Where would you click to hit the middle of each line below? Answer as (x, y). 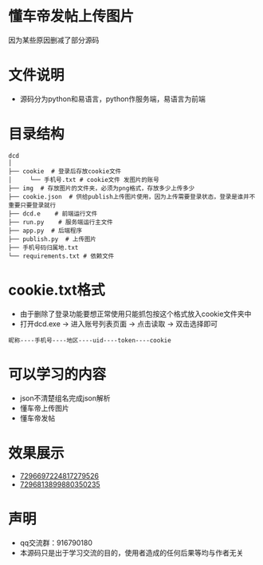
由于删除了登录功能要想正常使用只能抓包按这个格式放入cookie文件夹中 (135, 314)
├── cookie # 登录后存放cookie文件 (65, 171)
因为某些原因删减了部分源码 (54, 40)
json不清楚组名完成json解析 (65, 398)
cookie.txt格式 (57, 290)
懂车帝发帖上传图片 (71, 16)
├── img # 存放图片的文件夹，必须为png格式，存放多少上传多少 (102, 188)
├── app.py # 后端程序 (45, 231)
